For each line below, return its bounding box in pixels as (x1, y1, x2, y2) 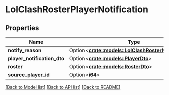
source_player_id (8, 71, 50, 78)
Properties (5, 24, 39, 32)
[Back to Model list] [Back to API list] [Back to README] (5, 84, 121, 90)
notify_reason (8, 47, 42, 54)
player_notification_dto (8, 55, 65, 62)
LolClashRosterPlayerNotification (5, 4, 148, 15)
